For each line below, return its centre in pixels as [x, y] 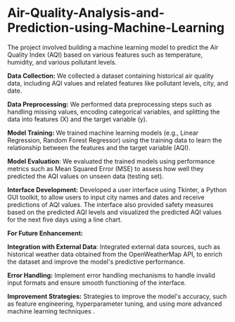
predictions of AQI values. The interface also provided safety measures [110, 204]
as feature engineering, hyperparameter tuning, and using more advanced [115, 304]
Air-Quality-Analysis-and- [86, 13]
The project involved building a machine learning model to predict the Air [113, 47]
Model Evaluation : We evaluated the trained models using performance [111, 161]
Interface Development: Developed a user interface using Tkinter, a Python [117, 189]
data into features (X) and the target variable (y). [77, 119]
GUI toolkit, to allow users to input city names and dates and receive [106, 197]
